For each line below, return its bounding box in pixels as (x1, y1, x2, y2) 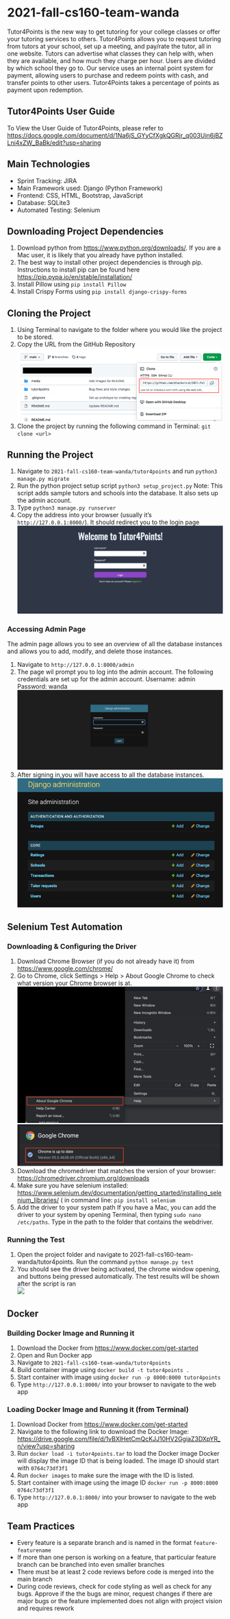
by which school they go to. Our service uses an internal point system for (7, 64, 214, 72)
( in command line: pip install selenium (60, 1196, 176, 1204)
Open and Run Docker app (16, 1351, 92, 1359)
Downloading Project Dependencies (7, 225, 164, 237)
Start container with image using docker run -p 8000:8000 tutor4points (16, 1373, 221, 1381)
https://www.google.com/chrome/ (16, 965, 114, 972)
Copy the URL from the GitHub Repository (16, 340, 136, 348)
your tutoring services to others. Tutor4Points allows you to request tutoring (7, 34, 221, 43)
